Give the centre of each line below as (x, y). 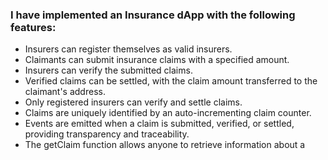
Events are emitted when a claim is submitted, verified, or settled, (159, 124)
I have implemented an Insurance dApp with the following (153, 15)
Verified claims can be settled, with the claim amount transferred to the (171, 81)
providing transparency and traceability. (107, 134)
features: (33, 27)
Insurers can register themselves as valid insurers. (128, 49)
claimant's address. (65, 92)
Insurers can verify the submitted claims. (108, 70)
